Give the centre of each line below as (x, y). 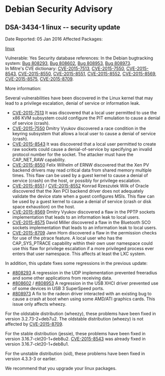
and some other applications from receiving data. (62, 278)
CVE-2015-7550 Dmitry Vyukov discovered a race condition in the (79, 128)
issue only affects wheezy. (39, 304)
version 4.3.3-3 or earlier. (31, 359)
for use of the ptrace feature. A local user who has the (67, 238)
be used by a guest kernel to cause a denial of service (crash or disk (82, 202)
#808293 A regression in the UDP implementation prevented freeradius (85, 273)
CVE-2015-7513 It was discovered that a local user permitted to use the (84, 113)
